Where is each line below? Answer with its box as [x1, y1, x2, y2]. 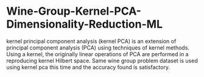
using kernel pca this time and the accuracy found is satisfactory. [6, 63, 171, 71]
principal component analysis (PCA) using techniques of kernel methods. [6, 44, 190, 51]
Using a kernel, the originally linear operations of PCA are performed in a [6, 50, 189, 57]
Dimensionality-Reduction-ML [6, 17, 163, 31]
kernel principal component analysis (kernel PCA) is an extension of [6, 37, 177, 45]
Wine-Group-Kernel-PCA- [6, 4, 142, 18]
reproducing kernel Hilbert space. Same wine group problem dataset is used [6, 57, 198, 64]
